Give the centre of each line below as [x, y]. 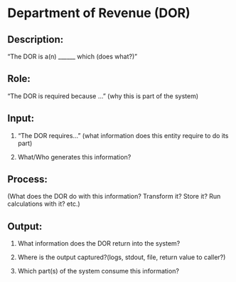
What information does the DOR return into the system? [99, 244]
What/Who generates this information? [74, 157]
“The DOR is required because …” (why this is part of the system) [103, 96]
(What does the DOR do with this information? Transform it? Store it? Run [114, 197]
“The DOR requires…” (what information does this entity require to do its [123, 135]
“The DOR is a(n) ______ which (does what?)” [72, 56]
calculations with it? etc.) [44, 204]
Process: [27, 179]
